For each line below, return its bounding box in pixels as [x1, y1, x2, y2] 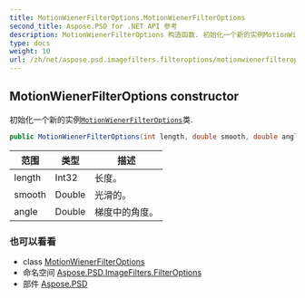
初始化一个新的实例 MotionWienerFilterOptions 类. [9, 114, 193, 125]
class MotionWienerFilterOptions [22, 255, 145, 267]
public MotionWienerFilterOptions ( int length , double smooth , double [9, 132, 279, 141]
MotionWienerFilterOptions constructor [9, 89, 239, 104]
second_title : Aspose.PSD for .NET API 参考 [9, 22, 178, 31]
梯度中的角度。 [93, 206, 159, 218]
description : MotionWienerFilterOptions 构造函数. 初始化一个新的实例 [9, 30, 265, 39]
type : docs [9, 38, 51, 48]
